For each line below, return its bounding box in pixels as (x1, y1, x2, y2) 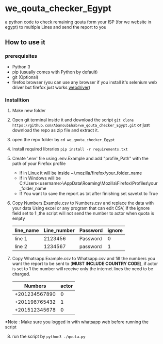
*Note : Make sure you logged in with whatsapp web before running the (5, 319, 149, 325)
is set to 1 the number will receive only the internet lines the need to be (12, 265, 154, 272)
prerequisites (5, 53, 37, 60)
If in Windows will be (19, 175, 61, 181)
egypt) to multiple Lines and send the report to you (5, 24, 107, 30)
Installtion (5, 97, 30, 103)
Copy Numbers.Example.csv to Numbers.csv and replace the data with (12, 200, 154, 206)
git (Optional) (12, 74, 39, 80)
